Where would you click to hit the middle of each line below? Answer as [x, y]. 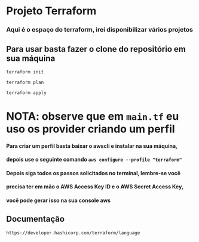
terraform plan [25, 82]
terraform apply [26, 93]
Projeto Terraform [51, 11]
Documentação [35, 219]
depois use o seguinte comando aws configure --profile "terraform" [94, 160]
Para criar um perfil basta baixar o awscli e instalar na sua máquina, [92, 146]
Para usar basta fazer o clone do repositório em [96, 49]
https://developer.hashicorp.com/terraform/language [73, 233]
